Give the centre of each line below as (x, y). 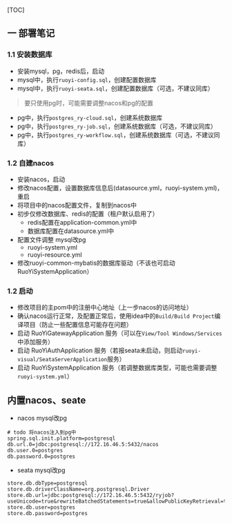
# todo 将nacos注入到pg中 (42, 433)
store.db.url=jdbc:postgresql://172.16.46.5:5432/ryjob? (91, 496)
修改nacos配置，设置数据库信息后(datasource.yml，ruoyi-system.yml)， (120, 188)
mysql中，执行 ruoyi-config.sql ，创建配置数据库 (87, 79)
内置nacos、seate (47, 400)
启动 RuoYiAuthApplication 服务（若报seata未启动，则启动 (100, 350)
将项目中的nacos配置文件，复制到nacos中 (77, 205)
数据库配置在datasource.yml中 (71, 231)
